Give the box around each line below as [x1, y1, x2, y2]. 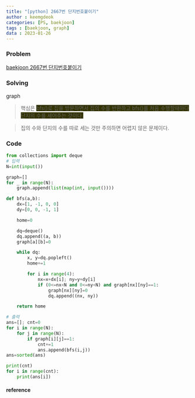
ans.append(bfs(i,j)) [37, 347, 91, 353]
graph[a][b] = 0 [16, 239, 51, 245]
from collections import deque [6, 153, 83, 159]
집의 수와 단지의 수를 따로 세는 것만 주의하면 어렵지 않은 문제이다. [20, 124, 169, 131]
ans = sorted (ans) [6, 352, 46, 359]
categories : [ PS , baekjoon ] [6, 19, 75, 25]
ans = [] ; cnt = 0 [6, 320, 41, 326]
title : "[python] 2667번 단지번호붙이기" [6, 8, 99, 15]
